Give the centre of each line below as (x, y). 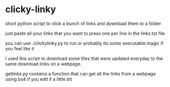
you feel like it (20, 48)
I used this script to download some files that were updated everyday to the (84, 58)
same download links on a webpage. (44, 64)
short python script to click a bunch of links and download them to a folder (83, 23)
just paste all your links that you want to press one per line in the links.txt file (85, 33)
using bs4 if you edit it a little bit (39, 79)
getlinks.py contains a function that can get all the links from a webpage (81, 74)
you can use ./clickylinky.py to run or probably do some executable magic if (84, 43)
